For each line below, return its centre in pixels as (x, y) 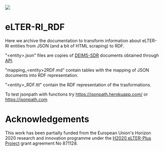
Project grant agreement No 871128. (41, 143)
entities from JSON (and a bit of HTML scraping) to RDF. (67, 46)
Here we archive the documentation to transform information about (73, 40)
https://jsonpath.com (26, 99)
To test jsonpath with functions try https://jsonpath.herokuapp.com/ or (77, 94)
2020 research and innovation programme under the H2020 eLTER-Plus (78, 138)
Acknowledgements (47, 119)
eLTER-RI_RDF (35, 27)
